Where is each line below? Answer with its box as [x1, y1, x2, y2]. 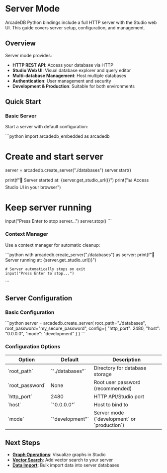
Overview [5, 39, 36, 48]
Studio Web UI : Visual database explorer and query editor [12, 67, 131, 73]
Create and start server [5, 151, 103, 162]
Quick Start [5, 97, 41, 106]
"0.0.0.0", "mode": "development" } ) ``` [5, 331, 86, 337]
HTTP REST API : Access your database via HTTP [12, 62, 113, 68]
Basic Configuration [5, 309, 55, 316]
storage [93, 371, 112, 378]
